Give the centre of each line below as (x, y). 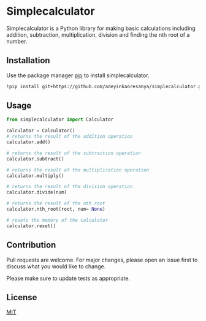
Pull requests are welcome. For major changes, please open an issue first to (102, 260)
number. (17, 41)
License (22, 297)
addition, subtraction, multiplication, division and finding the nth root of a (98, 34)
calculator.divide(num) (37, 192)
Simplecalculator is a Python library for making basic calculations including (101, 28)
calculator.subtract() (35, 159)
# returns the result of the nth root (56, 203)
